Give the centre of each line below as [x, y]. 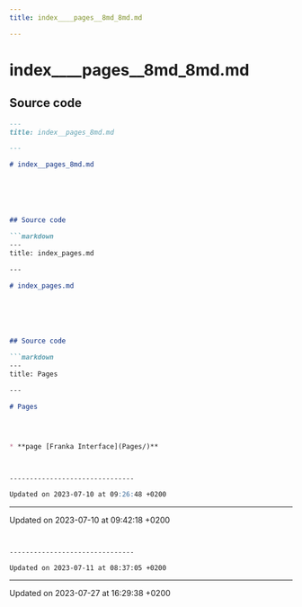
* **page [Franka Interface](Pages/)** [84, 446]
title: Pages [34, 374]
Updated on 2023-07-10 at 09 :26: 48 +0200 [88, 495]
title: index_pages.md [52, 253]
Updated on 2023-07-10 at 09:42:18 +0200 [90, 520]
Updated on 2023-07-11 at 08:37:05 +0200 [88, 568]
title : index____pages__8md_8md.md [76, 18]
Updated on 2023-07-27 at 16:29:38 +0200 [90, 594]
